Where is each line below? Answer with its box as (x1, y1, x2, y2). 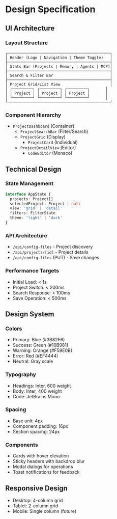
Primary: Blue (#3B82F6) (12, 337, 65, 343)
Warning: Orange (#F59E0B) (12, 347, 73, 353)
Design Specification (5, 4, 96, 15)
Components (5, 441, 38, 448)
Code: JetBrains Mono (12, 393, 60, 399)
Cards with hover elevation (12, 453, 69, 459)
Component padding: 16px (12, 423, 69, 429)
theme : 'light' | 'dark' (10, 215, 63, 221)
